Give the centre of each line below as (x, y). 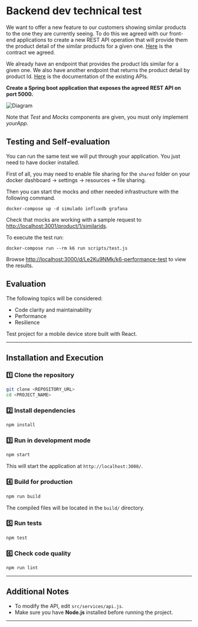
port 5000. (20, 94)
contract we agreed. (31, 52)
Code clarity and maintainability (53, 310)
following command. (31, 198)
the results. (20, 265)
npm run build (24, 496)
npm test (17, 538)
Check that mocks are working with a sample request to (74, 219)
